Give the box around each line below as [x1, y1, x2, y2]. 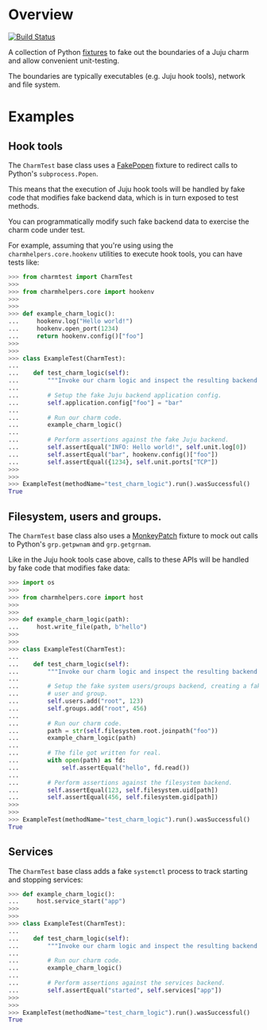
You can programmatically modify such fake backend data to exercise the [8, 217, 250, 226]
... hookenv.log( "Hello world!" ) [8, 317, 133, 326]
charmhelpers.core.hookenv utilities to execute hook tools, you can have [8, 249, 243, 258]
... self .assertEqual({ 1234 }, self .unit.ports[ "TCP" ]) [8, 458, 219, 466]
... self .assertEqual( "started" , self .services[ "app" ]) [8, 986, 222, 994]
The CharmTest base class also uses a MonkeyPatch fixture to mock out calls [8, 531, 258, 540]
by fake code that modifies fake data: [8, 563, 130, 573]
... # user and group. [8, 690, 109, 698]
